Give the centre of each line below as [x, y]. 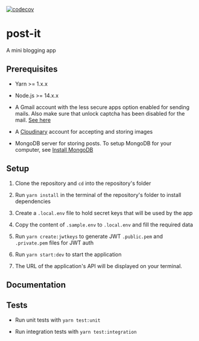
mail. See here [33, 120]
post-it [24, 34]
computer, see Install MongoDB [54, 149]
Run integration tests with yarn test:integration [76, 331]
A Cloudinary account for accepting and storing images [84, 131]
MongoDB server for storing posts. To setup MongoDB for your [93, 143]
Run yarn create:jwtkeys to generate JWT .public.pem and [89, 236]
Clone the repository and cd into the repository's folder [83, 183]
